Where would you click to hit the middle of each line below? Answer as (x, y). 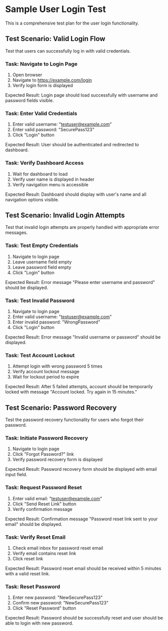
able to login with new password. (39, 623)
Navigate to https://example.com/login (52, 80)
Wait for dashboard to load (40, 174)
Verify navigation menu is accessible (50, 184)
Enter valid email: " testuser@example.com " (57, 498)
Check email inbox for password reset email (58, 548)
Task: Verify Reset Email (35, 537)
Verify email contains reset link (44, 553)
